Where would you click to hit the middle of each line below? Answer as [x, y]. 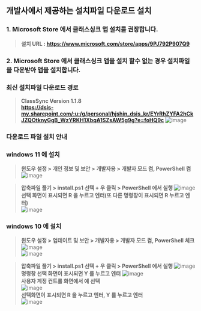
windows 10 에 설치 [34, 226]
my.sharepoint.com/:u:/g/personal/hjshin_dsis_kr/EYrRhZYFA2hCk [107, 114]
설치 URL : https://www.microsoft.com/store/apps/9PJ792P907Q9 [105, 43]
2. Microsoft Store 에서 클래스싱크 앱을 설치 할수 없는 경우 [86, 61]
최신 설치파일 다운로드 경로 [43, 87]
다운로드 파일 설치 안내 [37, 137]
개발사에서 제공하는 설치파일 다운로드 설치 [79, 11]
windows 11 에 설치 [33, 154]
